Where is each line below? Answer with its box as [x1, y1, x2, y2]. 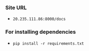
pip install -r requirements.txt [12, 41, 84, 46]
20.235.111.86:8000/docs [12, 17, 66, 22]
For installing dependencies [5, 29, 76, 36]
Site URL [5, 4, 27, 11]
